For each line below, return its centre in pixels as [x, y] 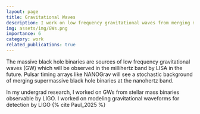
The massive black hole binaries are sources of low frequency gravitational [98, 61]
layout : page [22, 12]
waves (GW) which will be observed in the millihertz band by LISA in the [94, 68]
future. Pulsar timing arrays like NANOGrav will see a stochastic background [100, 74]
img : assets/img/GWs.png [37, 28]
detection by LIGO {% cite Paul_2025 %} [56, 104]
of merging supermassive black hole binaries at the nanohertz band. [90, 80]
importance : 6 [24, 34]
